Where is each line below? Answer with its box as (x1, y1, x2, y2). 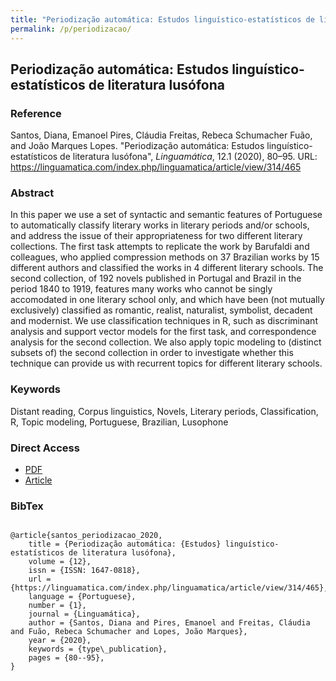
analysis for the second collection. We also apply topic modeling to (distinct (10, 336, 322, 348)
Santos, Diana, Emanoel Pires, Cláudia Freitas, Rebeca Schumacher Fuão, (10, 129, 313, 141)
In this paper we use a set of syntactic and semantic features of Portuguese (10, 209, 323, 221)
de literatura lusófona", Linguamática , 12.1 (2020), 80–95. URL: (59, 151, 318, 163)
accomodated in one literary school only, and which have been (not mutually (10, 294, 325, 306)
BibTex (10, 499, 44, 513)
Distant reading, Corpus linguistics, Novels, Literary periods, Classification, (10, 405, 319, 417)
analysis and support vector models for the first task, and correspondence (10, 326, 317, 338)
